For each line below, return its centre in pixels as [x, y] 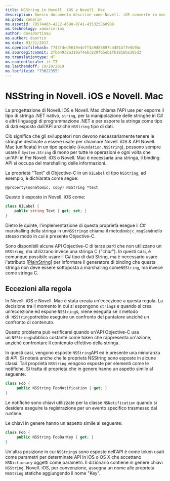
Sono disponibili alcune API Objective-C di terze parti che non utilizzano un [83, 246]
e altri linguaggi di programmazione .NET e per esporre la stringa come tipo [84, 121]
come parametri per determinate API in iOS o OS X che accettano [73, 457]
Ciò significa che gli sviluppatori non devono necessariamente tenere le [80, 136]
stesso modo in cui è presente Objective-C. [51, 236]
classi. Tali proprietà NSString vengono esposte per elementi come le [77, 364]
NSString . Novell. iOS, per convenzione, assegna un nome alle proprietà [80, 468]
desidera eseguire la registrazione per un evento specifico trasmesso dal [81, 408]
